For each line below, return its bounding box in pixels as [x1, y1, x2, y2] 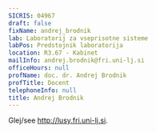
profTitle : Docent [8, 79, 70, 87]
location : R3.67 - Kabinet [8, 49, 98, 57]
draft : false [8, 19, 52, 27]
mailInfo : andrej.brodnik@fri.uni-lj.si [8, 57, 146, 65]
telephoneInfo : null [8, 86, 78, 95]
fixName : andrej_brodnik [8, 26, 91, 34]
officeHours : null [8, 64, 70, 72]
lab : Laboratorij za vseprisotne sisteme [8, 34, 149, 42]
